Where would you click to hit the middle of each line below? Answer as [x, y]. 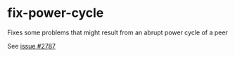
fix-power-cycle [56, 13]
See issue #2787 [32, 46]
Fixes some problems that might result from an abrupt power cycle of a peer [118, 32]
